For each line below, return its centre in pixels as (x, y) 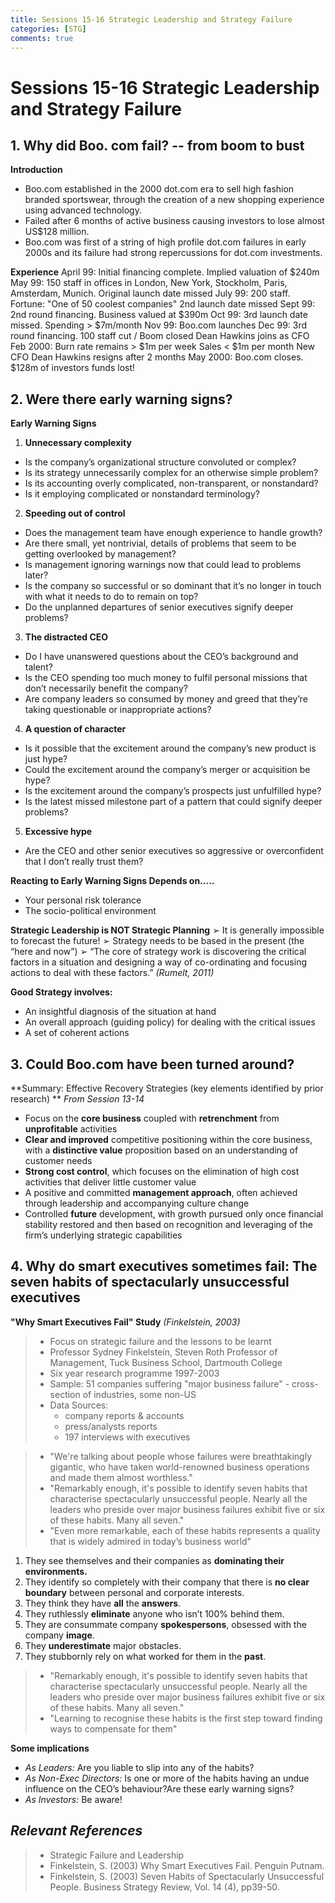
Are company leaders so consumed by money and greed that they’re (166, 699)
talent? (38, 667)
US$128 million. (57, 232)
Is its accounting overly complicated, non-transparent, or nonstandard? (171, 483)
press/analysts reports (111, 1426)
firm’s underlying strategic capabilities (103, 1235)
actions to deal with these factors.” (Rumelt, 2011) (112, 973)
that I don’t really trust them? (84, 862)
